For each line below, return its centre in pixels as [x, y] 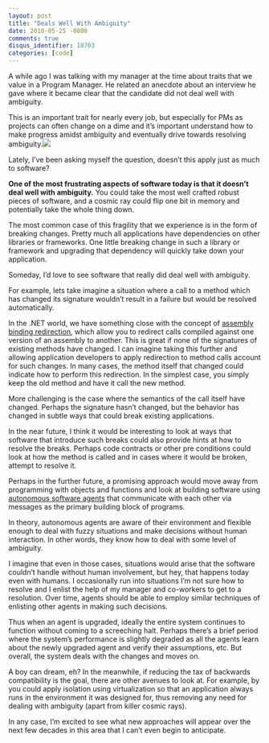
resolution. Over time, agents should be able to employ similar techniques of [134, 598]
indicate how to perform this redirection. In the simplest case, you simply [129, 374]
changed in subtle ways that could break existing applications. [111, 416]
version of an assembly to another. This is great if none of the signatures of [133, 340]
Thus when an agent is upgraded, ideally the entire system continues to [127, 622]
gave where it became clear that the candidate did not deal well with [121, 93]
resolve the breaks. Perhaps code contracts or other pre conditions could [130, 448]
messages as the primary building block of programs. [97, 507]
